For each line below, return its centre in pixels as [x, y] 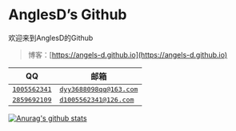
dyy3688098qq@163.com [99, 89]
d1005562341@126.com [97, 99]
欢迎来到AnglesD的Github [51, 38]
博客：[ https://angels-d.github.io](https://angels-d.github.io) [128, 54]
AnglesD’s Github [68, 15]
